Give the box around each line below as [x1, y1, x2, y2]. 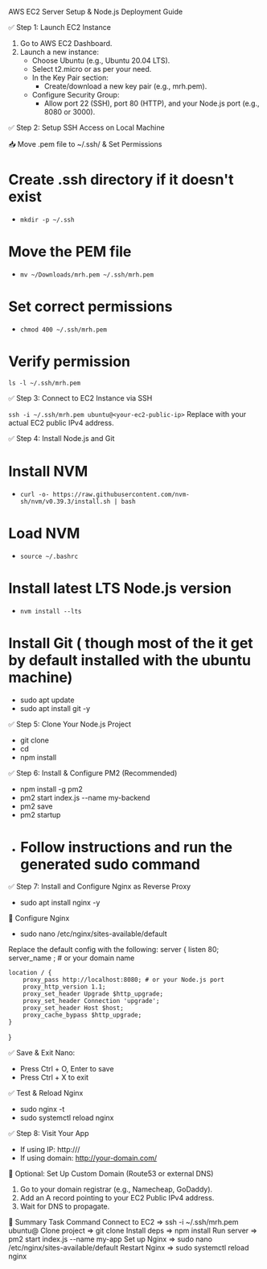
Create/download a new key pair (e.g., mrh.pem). [43, 81, 207, 91]
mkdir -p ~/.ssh [19, 215, 75, 224]
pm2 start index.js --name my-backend [19, 793, 150, 802]
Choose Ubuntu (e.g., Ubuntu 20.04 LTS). [31, 56, 170, 65]
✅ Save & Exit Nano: [8, 1048, 76, 1058]
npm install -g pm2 [19, 784, 83, 793]
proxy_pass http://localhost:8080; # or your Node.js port [23, 976, 225, 984]
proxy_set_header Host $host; [23, 1004, 125, 1013]
